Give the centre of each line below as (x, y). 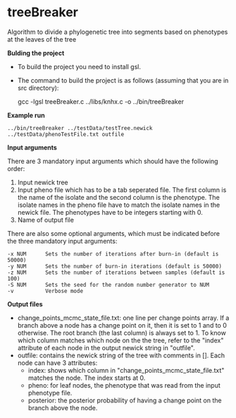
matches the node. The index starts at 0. (87, 378)
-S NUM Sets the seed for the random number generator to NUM (108, 285)
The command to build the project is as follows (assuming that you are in (123, 80)
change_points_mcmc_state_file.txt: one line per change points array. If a (123, 318)
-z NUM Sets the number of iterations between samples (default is (116, 273)
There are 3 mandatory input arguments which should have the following (113, 161)
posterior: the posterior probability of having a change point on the (125, 400)
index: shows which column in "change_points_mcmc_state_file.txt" (126, 370)
